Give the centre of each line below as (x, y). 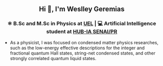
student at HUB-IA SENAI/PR (82, 32)
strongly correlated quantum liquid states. (53, 58)
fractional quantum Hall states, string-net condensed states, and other (83, 53)
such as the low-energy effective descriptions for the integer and (77, 48)
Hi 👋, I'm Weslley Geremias (82, 9)
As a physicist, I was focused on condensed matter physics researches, (84, 42)
